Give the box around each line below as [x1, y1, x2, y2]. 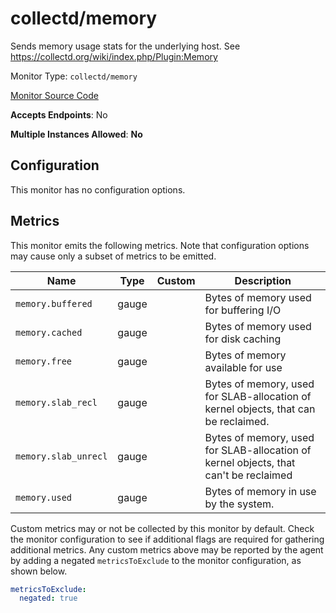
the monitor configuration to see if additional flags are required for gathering [10, 533, 325, 545]
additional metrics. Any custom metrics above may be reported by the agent [10, 543, 324, 556]
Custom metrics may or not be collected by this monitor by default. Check [10, 522, 315, 534]
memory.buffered [15, 298, 93, 309]
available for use [204, 360, 283, 374]
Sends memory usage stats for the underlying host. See [10, 40, 241, 52]
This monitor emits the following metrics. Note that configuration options [10, 239, 310, 251]
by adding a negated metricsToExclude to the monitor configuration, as [10, 554, 302, 566]
